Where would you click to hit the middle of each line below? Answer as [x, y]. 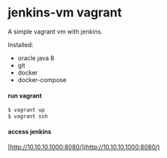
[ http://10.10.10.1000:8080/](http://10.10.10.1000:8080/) [84, 147]
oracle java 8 [36, 58]
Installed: [21, 44]
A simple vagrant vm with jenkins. [55, 31]
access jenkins [30, 132]
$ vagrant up [26, 110]
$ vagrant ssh [28, 117]
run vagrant [25, 95]
